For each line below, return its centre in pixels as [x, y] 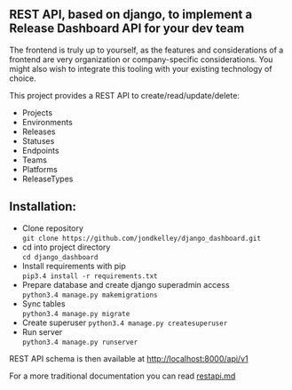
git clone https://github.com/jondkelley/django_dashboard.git [142, 238]
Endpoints [40, 150]
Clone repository [53, 228]
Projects [37, 112]
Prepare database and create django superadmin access [126, 284]
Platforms [39, 169]
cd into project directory [66, 247]
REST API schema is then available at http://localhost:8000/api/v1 [129, 358]
